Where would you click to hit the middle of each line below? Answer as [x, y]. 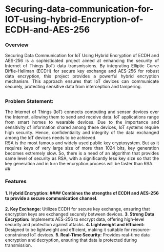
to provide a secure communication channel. [51, 198]
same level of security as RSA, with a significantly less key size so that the [82, 158]
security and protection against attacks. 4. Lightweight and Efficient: [75, 225]
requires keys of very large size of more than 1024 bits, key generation [82, 148]
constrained [17, 235]
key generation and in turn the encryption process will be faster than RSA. [79, 164]
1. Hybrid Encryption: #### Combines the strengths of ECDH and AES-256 [82, 193]
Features [16, 181]
